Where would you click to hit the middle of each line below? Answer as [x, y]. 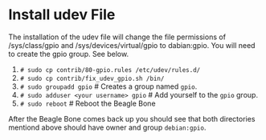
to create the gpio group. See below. [69, 54]
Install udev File [62, 15]
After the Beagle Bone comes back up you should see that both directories [132, 118]
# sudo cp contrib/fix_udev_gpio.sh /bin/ [92, 78]
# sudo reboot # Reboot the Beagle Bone [88, 103]
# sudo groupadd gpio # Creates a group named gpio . [108, 86]
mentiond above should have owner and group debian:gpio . [107, 127]
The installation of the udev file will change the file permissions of [117, 37]
